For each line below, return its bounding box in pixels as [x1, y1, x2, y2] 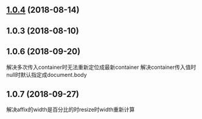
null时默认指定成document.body [6, 71, 87, 78]
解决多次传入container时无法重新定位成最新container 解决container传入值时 [6, 63, 197, 71]
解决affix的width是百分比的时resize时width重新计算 [6, 106, 135, 114]
